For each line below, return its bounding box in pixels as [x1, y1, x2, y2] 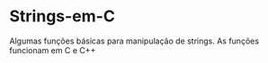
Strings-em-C [9, 6, 115, 27]
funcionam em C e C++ [9, 44, 96, 55]
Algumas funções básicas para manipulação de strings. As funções [9, 35, 259, 46]
